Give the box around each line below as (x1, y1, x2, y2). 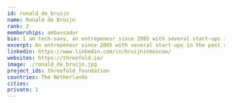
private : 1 (7, 86, 39, 93)
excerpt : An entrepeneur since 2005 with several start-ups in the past (7, 42, 221, 49)
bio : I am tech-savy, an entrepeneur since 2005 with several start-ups (7, 36, 221, 42)
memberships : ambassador (7, 29, 79, 36)
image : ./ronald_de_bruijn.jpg (7, 61, 97, 68)
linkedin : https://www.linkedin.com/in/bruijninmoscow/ (7, 49, 171, 55)
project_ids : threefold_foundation (7, 67, 110, 74)
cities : (7, 80, 30, 87)
